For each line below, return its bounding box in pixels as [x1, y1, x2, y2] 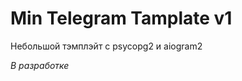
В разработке [10, 59, 70, 71]
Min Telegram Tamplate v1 [10, 7, 233, 30]
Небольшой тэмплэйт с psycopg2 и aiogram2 [10, 40, 203, 52]
